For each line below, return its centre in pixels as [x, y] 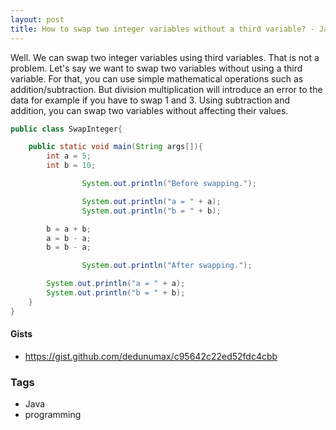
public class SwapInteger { [66, 129]
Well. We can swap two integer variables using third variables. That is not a [165, 57]
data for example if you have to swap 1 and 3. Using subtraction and [150, 100]
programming [53, 415]
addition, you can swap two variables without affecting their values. [149, 110]
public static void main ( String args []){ [115, 147]
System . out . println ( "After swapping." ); [167, 266]
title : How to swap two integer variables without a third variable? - [162, 29]
